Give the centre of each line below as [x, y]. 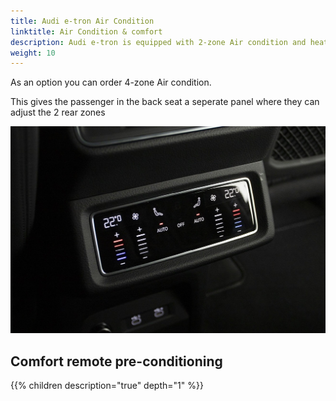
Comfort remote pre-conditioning [116, 361]
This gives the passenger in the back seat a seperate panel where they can [165, 102]
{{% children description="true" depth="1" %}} [107, 386]
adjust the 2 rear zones [58, 112]
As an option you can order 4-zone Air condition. [111, 82]
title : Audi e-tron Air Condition [82, 21]
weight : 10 [33, 53]
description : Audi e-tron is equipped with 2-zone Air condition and [158, 42]
